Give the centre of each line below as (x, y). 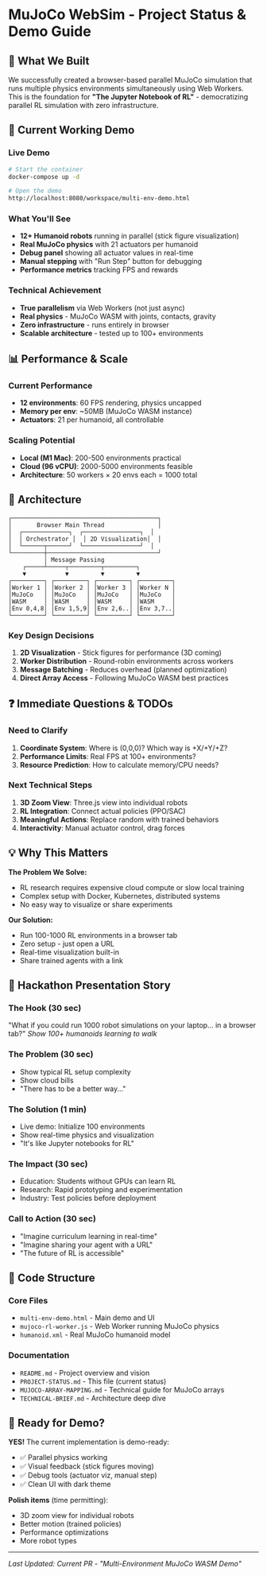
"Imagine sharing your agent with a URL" (86, 1245)
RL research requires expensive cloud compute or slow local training (132, 887)
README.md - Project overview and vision (85, 1373)
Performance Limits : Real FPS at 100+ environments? (108, 756)
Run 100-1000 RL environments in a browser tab (99, 935)
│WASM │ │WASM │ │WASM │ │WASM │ (92, 602)
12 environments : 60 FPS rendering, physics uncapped (110, 403)
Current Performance (50, 385)
